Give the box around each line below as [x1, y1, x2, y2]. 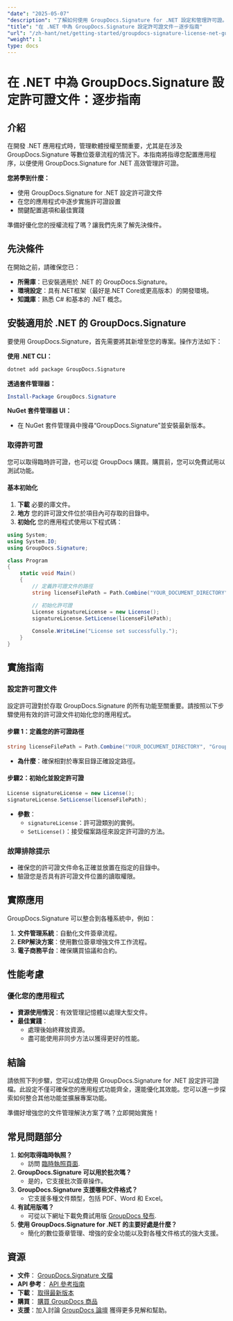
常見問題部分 [7, 1131, 62, 1143]
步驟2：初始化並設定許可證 [7, 774, 85, 783]
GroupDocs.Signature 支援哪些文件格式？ [17, 1185, 138, 1194]
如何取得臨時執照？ [17, 1151, 73, 1159]
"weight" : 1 [7, 36, 42, 43]
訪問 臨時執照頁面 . [27, 1160, 80, 1168]
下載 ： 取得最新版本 [17, 1288, 74, 1297]
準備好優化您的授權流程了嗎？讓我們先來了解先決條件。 [7, 221, 165, 229]
